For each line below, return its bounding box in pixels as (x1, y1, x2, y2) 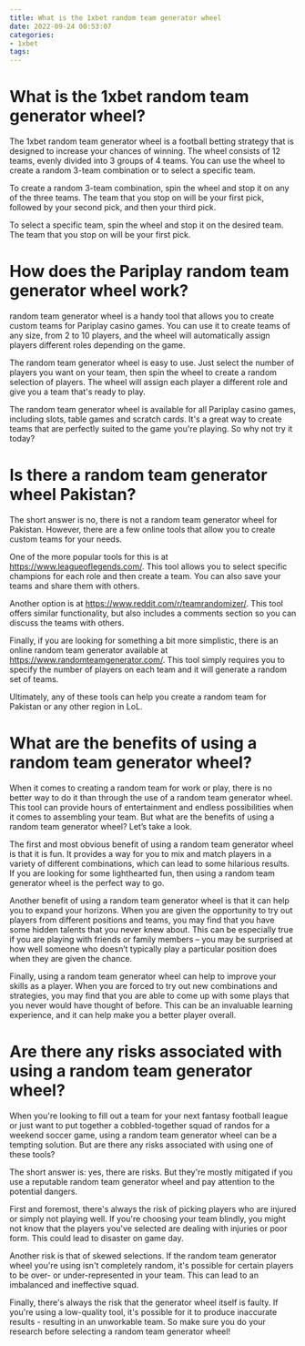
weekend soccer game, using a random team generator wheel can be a (9, 1129, 278, 1140)
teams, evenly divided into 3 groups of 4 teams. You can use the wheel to (9, 156, 286, 167)
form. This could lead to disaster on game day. (9, 1232, 184, 1243)
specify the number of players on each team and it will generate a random (9, 664, 287, 675)
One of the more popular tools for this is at (9, 551, 168, 562)
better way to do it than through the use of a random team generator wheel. (9, 791, 293, 802)
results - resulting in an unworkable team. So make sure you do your (9, 1316, 266, 1327)
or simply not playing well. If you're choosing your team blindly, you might (9, 1213, 287, 1224)
